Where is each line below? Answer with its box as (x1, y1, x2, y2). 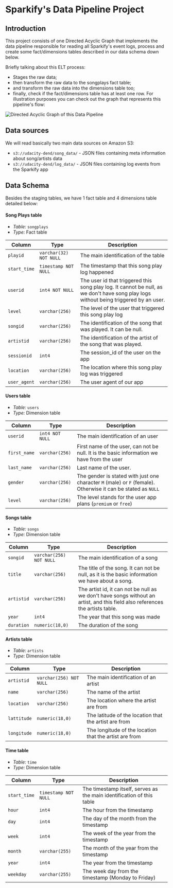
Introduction (5, 24, 46, 33)
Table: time (12, 759, 37, 765)
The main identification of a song (78, 554, 158, 561)
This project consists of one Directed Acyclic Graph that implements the (5, 38, 158, 44)
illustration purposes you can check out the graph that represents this (12, 96, 161, 102)
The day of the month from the (82, 814, 157, 822)
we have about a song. (78, 577, 133, 584)
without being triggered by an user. (80, 296, 165, 303)
